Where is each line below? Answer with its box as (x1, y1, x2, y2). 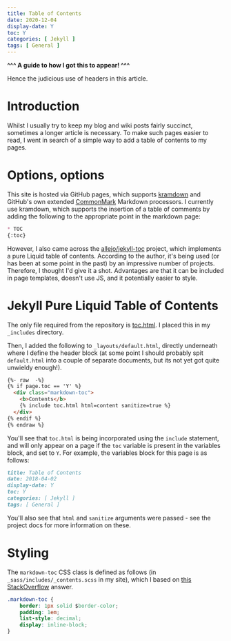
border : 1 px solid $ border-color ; (19, 602, 119, 609)
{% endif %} (7, 415, 41, 422)
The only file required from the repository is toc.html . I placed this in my (7, 320, 210, 329)
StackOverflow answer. (7, 582, 74, 591)
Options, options (7, 167, 105, 183)
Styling (7, 545, 50, 560)
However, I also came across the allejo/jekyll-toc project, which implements (7, 244, 222, 252)
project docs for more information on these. (7, 521, 131, 529)
